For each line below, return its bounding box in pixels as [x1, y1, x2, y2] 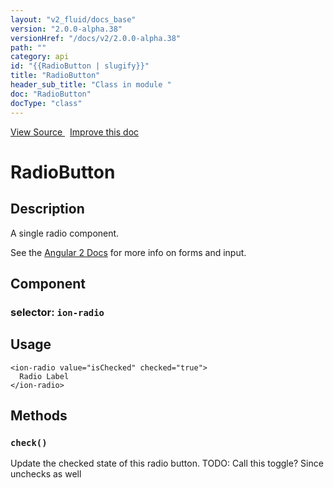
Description [10, 201, 85, 218]
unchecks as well [10, 468, 82, 480]
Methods [10, 407, 68, 425]
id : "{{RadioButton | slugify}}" [10, 61, 150, 71]
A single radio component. [10, 227, 120, 239]
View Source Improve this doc [10, 126, 140, 138]
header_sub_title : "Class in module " [10, 80, 172, 90]
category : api [10, 52, 70, 62]
